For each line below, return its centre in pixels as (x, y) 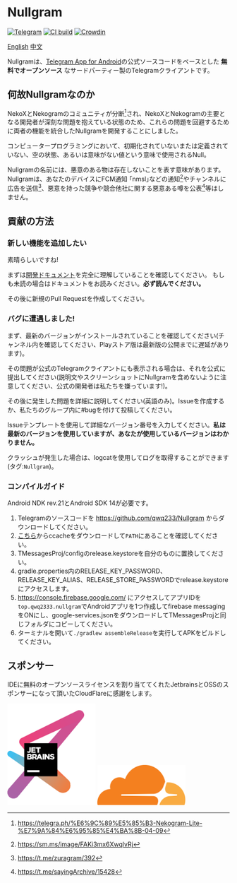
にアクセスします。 (45, 588)
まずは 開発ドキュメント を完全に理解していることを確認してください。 (109, 275)
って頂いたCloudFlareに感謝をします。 (100, 693)
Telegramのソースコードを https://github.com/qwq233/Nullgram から (118, 518)
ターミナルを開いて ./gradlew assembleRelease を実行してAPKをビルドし (122, 633)
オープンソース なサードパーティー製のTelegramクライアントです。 (116, 70)
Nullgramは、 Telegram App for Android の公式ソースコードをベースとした (114, 61)
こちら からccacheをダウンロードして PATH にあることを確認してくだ (115, 535)
